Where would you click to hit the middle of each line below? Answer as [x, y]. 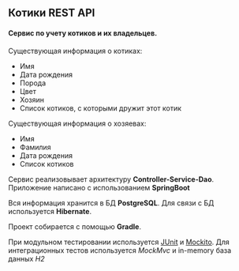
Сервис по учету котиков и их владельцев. [83, 33]
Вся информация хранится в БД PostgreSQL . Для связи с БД [111, 203]
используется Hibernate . [50, 211]
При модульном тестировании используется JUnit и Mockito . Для [119, 242]
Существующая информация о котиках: [75, 51]
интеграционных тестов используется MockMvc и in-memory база [120, 250]
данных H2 [26, 258]
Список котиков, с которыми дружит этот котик [101, 108]
